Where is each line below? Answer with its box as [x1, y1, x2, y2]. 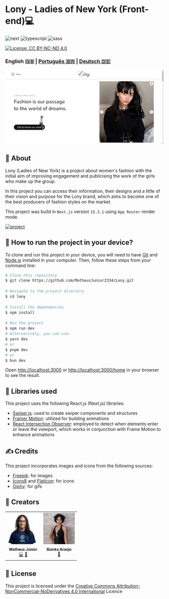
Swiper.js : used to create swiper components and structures [12, 410, 138, 416]
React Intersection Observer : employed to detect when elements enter [12, 421, 158, 427]
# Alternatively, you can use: [5, 332, 71, 337]
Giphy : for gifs [12, 483, 42, 489]
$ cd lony [5, 294, 26, 299]
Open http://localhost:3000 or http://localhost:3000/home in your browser [5, 367, 159, 373]
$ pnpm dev [5, 347, 28, 352]
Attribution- [116, 583, 141, 589]
